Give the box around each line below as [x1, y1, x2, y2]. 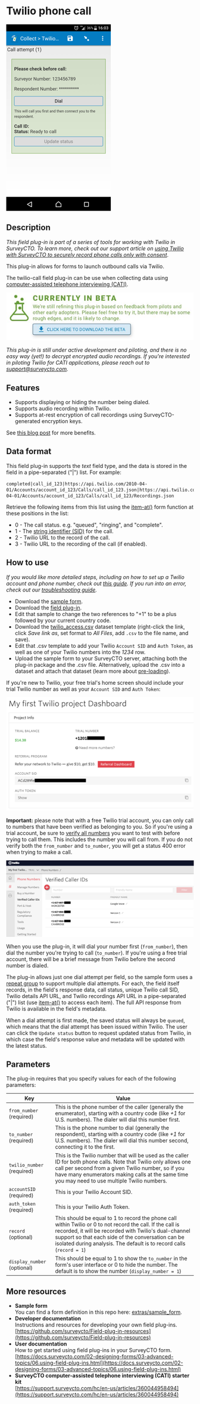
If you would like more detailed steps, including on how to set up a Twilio [6, 573, 185, 580]
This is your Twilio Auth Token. [55, 1203, 130, 1210]
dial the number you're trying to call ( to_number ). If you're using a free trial [6, 949, 187, 956]
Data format [6, 447, 52, 457]
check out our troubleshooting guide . [6, 586, 97, 593]
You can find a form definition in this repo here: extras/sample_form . [14, 1308, 183, 1316]
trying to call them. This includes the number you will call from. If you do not [6, 836, 193, 843]
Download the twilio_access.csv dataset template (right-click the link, [14, 623, 186, 630]
